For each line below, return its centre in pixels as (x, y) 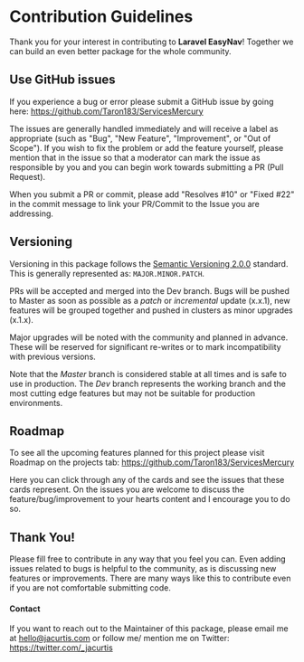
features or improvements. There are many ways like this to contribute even (150, 578)
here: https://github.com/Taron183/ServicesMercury (106, 111)
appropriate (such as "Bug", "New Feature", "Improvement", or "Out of (140, 138)
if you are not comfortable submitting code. (90, 588)
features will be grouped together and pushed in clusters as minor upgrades (152, 310)
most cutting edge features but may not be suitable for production (133, 393)
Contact (25, 609)
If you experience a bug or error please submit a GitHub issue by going (142, 101)
